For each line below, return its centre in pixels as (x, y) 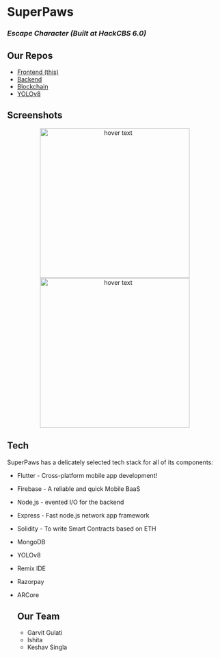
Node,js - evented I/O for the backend (70, 502)
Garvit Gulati (45, 633)
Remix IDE (31, 568)
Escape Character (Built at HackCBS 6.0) (77, 34)
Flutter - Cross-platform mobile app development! (87, 475)
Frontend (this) (38, 72)
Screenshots (35, 115)
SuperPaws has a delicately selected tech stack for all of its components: (110, 462)
